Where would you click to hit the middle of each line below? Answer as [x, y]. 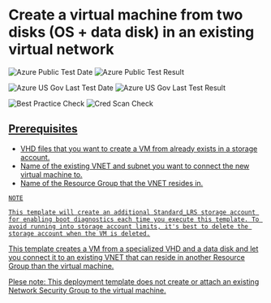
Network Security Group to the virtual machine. [87, 290]
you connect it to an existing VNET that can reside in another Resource [127, 257]
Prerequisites [43, 129]
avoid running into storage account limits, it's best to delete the [129, 226]
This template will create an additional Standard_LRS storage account [132, 212]
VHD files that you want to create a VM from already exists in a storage [139, 149]
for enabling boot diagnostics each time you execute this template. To [134, 219]
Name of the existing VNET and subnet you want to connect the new [135, 166]
